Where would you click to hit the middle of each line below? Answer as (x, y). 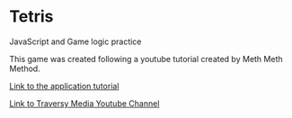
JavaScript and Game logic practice (75, 41)
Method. (25, 68)
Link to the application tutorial (64, 86)
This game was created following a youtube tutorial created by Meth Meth (146, 59)
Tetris (31, 17)
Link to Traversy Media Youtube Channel (84, 103)
